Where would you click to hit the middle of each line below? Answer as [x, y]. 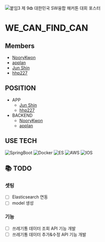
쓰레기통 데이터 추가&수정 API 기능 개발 [49, 234]
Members [20, 46]
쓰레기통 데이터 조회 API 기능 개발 [44, 228]
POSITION [21, 88]
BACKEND [22, 115]
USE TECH [21, 141]
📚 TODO [18, 169]
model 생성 [23, 203]
